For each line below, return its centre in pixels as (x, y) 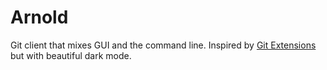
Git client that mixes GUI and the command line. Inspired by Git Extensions (163, 45)
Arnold (39, 17)
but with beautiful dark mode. (71, 55)
